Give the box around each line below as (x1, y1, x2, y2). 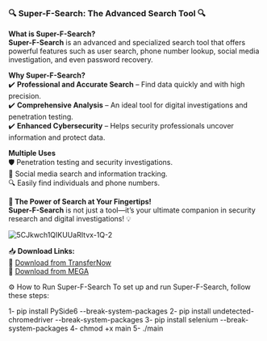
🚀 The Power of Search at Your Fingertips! (8, 197, 152, 207)
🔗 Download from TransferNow (8, 258, 111, 267)
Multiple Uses (8, 149, 56, 158)
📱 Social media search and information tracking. (8, 169, 168, 179)
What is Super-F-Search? (8, 29, 96, 39)
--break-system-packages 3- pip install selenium (55, 315, 219, 325)
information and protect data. (8, 133, 106, 142)
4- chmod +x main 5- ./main (69, 323, 164, 334)
